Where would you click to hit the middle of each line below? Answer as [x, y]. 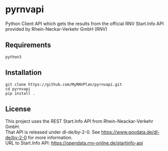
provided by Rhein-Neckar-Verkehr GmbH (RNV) [56, 29]
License [18, 109]
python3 [14, 57]
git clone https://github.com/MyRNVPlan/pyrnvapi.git [64, 84]
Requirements [28, 45]
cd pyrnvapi [18, 89]
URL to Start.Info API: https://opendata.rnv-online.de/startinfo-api [74, 143]
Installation [23, 73]
